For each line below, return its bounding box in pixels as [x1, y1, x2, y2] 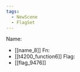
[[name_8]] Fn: [14, 47, 50, 54]
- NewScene [11, 14, 38, 20]
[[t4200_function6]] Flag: [14, 53, 75, 60]
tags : [6, 8, 19, 15]
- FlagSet [11, 19, 35, 25]
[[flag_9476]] [14, 59, 47, 66]
